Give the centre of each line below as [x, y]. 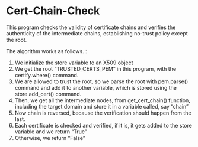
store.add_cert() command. [48, 94]
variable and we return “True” [51, 132]
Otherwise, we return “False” [50, 138]
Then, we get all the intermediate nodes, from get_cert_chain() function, [103, 100]
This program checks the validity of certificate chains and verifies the [91, 27]
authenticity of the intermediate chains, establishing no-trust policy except [97, 33]
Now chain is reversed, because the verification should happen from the [103, 113]
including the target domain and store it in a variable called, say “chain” [101, 106]
